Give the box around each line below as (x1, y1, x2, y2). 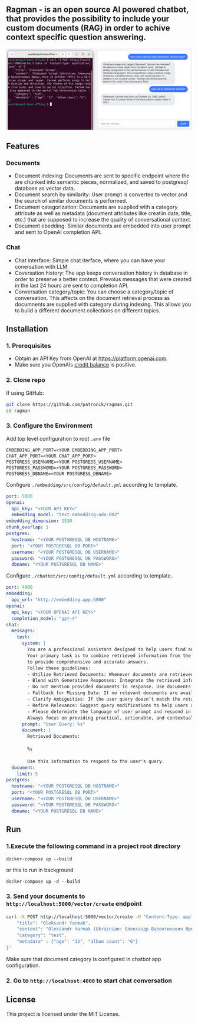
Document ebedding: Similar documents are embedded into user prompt (14, 222, 192, 229)
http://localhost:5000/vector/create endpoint (6, 900, 143, 908)
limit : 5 (16, 771, 38, 777)
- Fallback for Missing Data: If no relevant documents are (27, 690, 178, 696)
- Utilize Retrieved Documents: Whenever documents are (27, 671, 167, 677)
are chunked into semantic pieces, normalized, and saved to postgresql (14, 179, 189, 186)
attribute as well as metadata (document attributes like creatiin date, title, (14, 210, 192, 217)
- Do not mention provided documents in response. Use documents (27, 684, 192, 690)
